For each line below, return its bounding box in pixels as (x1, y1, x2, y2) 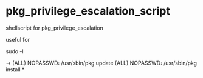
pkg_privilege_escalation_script (5, 4, 171, 18)
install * (5, 65, 25, 73)
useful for (5, 36, 30, 43)
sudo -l (5, 47, 24, 55)
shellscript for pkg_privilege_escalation (5, 24, 104, 31)
